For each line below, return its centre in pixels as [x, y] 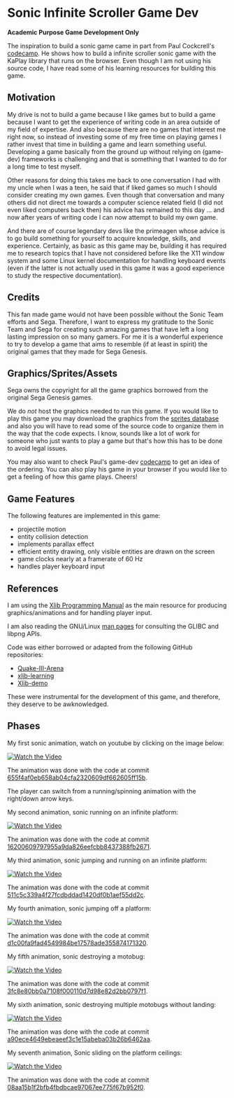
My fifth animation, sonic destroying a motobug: [76, 956]
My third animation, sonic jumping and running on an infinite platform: [107, 860]
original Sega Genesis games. [50, 397]
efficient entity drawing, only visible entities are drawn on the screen [116, 551]
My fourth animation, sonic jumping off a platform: [79, 908]
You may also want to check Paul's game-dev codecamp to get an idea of [114, 462]
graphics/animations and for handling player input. [80, 613]
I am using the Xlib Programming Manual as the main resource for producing [117, 605]
